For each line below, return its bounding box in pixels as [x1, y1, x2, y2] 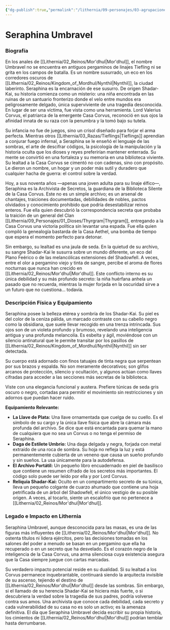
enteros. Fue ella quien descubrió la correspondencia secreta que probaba [5, 207, 161, 213]
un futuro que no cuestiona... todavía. [5, 286, 83, 293]
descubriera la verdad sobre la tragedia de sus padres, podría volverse [5, 593, 153, 599]
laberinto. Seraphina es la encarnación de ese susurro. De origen [5, 85, 141, 91]
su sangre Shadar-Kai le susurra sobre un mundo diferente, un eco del [5, 249, 152, 255]
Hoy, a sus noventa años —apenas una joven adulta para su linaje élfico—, [5, 180, 161, 186]
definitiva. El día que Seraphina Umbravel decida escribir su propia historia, [5, 609, 162, 615]
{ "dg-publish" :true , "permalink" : [5, 7, 76, 13]
